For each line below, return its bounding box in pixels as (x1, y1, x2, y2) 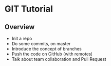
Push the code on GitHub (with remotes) (11, 51, 93, 57)
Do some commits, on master (11, 41, 71, 47)
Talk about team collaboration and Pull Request (11, 56, 107, 62)
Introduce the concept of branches (11, 46, 82, 51)
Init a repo (11, 35, 32, 41)
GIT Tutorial (4, 3, 53, 15)
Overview (4, 23, 35, 31)
